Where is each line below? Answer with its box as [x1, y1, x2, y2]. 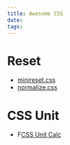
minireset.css [17, 76, 56, 84]
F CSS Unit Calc [17, 130, 62, 139]
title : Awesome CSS [7, 10, 64, 17]
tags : [7, 23, 23, 30]
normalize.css [17, 83, 58, 92]
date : [7, 17, 23, 24]
